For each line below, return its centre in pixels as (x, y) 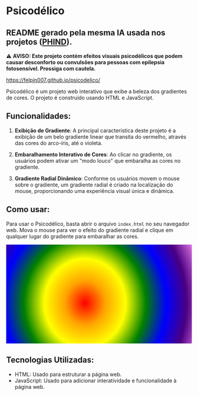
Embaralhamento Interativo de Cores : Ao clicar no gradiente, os (93, 154)
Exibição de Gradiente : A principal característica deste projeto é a (95, 130)
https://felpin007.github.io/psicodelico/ (53, 80)
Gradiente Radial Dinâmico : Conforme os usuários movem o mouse (97, 178)
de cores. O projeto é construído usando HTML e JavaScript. (80, 98)
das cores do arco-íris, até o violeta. (59, 143)
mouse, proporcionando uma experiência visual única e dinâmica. (95, 191)
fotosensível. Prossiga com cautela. (51, 68)
